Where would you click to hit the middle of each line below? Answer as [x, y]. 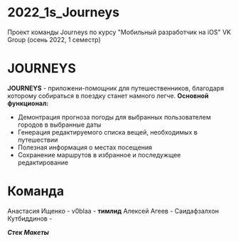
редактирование [43, 162]
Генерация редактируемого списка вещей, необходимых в [107, 132]
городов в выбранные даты [59, 125]
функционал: [28, 103]
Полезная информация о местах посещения [85, 147]
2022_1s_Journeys [63, 12]
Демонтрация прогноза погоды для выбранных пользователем [114, 117]
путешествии [38, 140]
